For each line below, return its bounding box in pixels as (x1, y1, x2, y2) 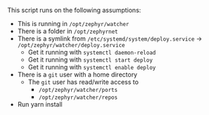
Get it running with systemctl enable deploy (27, 63, 156, 71)
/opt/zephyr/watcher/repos (38, 94, 118, 101)
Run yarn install (17, 100, 63, 108)
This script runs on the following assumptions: (7, 6, 141, 14)
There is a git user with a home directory (17, 70, 138, 79)
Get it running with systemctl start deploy (27, 55, 153, 64)
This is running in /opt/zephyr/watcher (17, 20, 129, 27)
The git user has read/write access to (27, 78, 139, 86)
